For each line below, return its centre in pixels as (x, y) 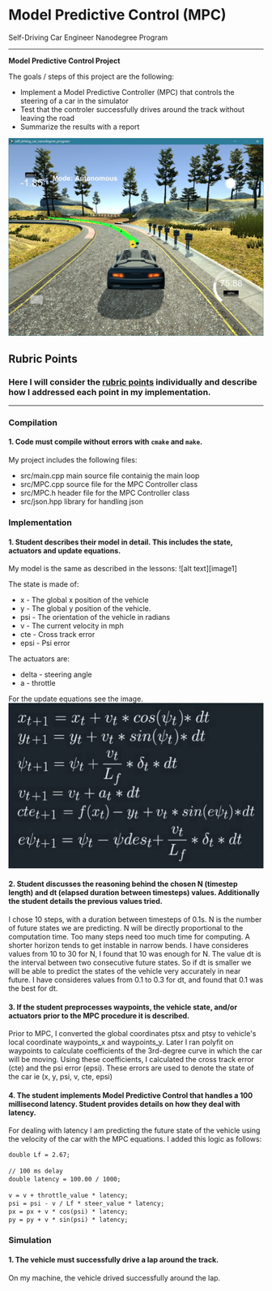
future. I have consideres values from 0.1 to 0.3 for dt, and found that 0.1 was (136, 979)
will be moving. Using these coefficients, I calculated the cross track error (132, 1060)
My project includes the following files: (73, 460)
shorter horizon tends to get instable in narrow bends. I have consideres (129, 945)
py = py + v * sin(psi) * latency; (68, 1220)
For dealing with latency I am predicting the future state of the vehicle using (134, 1130)
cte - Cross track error (57, 635)
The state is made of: (44, 584)
